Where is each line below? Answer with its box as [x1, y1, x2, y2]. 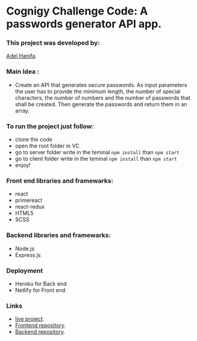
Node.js [14, 245, 35, 252]
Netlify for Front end [14, 286, 66, 294]
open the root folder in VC [14, 142, 80, 149]
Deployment [6, 266, 43, 274]
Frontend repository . [14, 322, 66, 329]
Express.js [14, 251, 41, 258]
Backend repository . [14, 328, 65, 336]
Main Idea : [6, 68, 39, 76]
